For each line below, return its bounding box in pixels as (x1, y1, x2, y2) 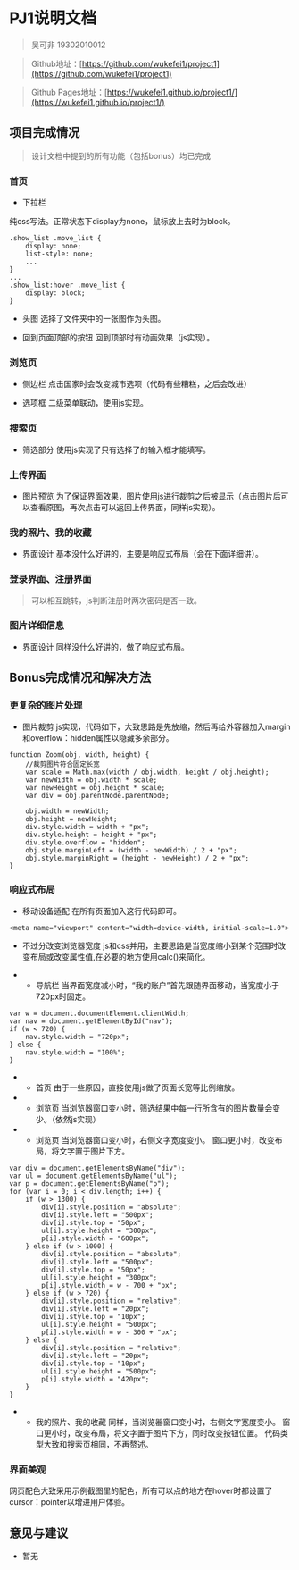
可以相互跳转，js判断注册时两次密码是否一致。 (30, 595, 203, 606)
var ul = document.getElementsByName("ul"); (9, 1171, 178, 1180)
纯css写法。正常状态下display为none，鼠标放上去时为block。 (9, 216, 236, 227)
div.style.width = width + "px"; (25, 822, 150, 831)
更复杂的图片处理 (9, 699, 83, 711)
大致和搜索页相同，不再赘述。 (43, 1439, 154, 1449)
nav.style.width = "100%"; (25, 1047, 126, 1057)
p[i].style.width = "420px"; (41, 1374, 150, 1383)
